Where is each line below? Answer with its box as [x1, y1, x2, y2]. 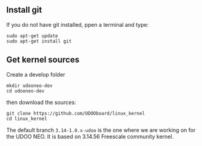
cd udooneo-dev [6, 88, 45, 94]
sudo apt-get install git [6, 38, 72, 44]
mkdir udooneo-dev [6, 82, 53, 89]
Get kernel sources [6, 55, 80, 65]
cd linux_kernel [6, 116, 47, 122]
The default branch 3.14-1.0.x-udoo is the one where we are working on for [6, 126, 196, 133]
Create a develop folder [6, 71, 66, 78]
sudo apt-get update [6, 33, 59, 39]
